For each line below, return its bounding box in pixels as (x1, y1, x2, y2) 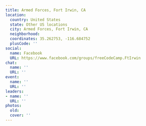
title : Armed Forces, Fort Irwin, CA (5, 7, 86, 13)
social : (5, 46, 22, 51)
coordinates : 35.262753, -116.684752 (10, 37, 91, 42)
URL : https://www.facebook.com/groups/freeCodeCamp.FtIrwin (10, 55, 141, 61)
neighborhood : (10, 31, 40, 37)
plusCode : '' (10, 41, 38, 46)
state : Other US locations (10, 22, 68, 27)
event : (5, 75, 19, 80)
